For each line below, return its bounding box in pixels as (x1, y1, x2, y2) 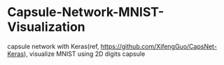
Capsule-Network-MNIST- (7, 4, 164, 20)
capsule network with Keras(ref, (7, 42, 99, 50)
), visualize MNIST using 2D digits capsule (23, 50, 146, 58)
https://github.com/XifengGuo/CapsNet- (100, 42, 217, 50)
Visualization (7, 19, 85, 35)
